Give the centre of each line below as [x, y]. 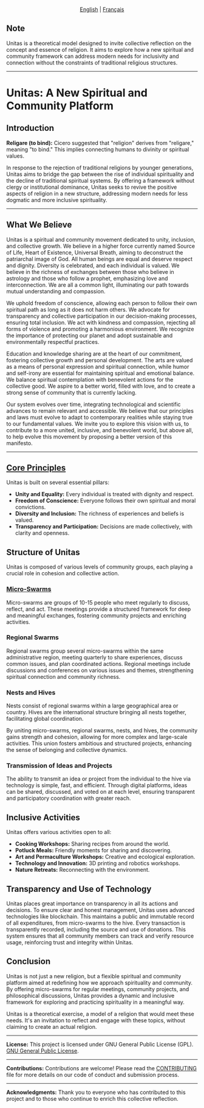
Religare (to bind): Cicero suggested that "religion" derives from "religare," [100, 142]
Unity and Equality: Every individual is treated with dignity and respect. [104, 494]
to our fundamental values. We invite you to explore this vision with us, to [98, 424]
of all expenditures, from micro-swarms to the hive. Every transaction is [96, 923]
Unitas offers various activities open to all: [59, 832]
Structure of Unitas [43, 552]
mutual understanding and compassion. [56, 291]
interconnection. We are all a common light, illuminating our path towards [98, 285]
